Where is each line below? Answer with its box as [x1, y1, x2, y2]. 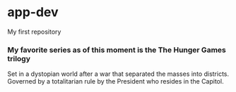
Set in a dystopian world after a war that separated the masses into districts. [7, 70, 230, 78]
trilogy [7, 53, 30, 63]
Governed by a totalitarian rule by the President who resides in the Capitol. [7, 77, 224, 86]
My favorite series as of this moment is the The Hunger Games [7, 45, 226, 55]
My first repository [7, 27, 61, 36]
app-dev [7, 4, 59, 20]
